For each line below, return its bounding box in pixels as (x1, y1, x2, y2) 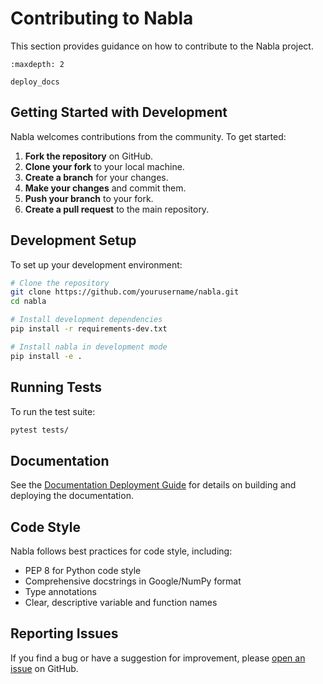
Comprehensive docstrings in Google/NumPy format (24, 575, 242, 587)
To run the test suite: (10, 405, 96, 417)
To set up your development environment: (10, 258, 183, 271)
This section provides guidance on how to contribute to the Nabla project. (10, 40, 314, 52)
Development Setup (10, 232, 137, 249)
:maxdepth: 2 (10, 59, 65, 69)
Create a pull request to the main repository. (24, 203, 210, 215)
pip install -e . (10, 351, 83, 361)
